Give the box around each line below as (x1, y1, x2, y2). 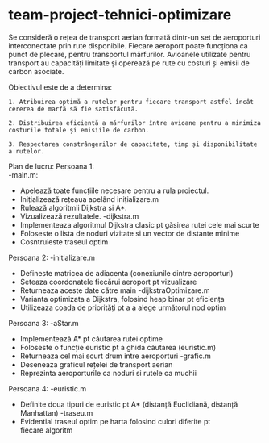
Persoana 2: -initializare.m (8, 253, 95, 262)
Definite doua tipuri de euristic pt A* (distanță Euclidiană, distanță (19, 399, 238, 409)
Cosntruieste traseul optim (19, 236, 109, 247)
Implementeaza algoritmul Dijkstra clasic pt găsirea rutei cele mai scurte (19, 219, 259, 229)
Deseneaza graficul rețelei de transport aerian (19, 359, 173, 369)
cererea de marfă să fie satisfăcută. (8, 105, 139, 113)
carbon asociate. (8, 66, 64, 76)
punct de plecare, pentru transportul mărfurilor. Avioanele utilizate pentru (8, 49, 251, 59)
